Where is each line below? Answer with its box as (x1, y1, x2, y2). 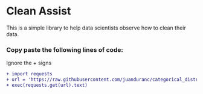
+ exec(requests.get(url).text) (6, 82, 88, 88)
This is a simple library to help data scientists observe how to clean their (6, 24, 186, 31)
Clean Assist (6, 4, 71, 18)
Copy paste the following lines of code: (6, 45, 124, 54)
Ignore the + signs (6, 59, 52, 67)
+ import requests (6, 71, 53, 77)
